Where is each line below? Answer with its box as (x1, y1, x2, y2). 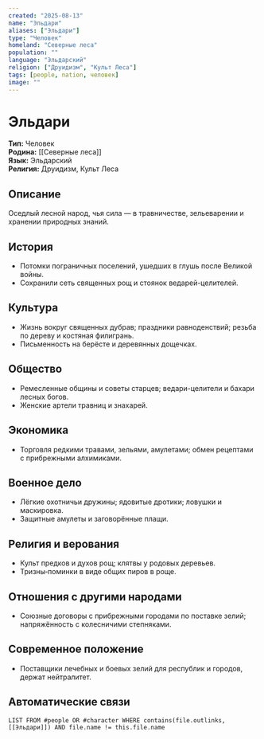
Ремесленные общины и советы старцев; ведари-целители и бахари (19, 383, 254, 393)
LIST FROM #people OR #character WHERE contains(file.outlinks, (8, 716, 226, 725)
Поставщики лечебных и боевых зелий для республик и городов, (19, 663, 243, 673)
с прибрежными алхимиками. (19, 453, 122, 463)
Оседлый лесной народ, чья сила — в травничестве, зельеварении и (8, 209, 244, 218)
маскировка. (19, 506, 64, 515)
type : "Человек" (8, 33, 62, 42)
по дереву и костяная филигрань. (19, 330, 134, 340)
